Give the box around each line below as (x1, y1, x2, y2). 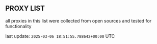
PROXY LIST (5, 4, 45, 13)
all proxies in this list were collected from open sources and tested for (5, 17, 152, 24)
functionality (5, 23, 32, 29)
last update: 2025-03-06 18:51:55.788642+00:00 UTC (5, 33, 115, 39)
